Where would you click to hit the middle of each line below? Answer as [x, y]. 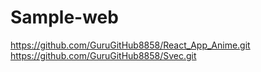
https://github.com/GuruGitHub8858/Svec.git [103, 55]
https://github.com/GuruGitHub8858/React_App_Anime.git [130, 45]
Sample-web [64, 17]
